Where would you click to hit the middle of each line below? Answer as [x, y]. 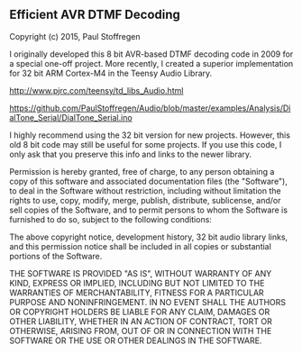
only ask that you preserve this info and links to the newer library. [131, 154]
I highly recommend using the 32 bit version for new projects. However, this [150, 135]
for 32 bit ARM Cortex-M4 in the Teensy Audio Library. [111, 73]
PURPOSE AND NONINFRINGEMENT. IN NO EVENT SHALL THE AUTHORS [148, 302]
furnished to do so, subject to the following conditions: [110, 219]
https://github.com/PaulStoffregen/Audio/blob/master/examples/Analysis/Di [150, 108]
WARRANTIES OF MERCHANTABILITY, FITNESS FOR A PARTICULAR [137, 293]
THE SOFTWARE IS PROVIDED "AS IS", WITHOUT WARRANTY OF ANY [141, 273]
